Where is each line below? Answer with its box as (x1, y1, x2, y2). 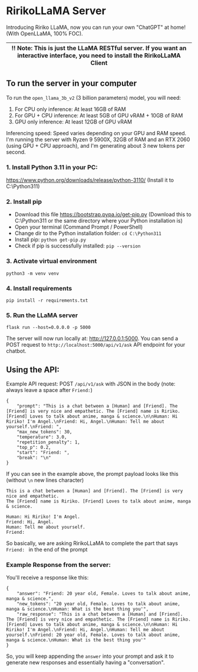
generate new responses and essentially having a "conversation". (6, 659, 165, 666)
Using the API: (6, 364, 60, 374)
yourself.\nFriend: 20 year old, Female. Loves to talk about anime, (6, 632, 181, 638)
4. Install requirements (6, 284, 72, 292)
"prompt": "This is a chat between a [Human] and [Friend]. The (16, 403, 178, 409)
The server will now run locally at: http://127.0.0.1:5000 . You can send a (6, 335, 179, 342)
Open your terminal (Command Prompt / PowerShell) (14, 223, 143, 231)
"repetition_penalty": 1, (16, 439, 81, 445)
